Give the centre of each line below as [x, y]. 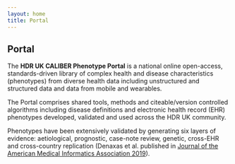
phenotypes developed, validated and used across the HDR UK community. [117, 117]
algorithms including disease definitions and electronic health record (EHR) [116, 110]
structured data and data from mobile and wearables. [85, 88]
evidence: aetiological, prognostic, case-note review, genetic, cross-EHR [113, 139]
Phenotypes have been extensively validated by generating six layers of [112, 131]
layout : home [26, 14]
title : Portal [28, 20]
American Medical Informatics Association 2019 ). [79, 153]
